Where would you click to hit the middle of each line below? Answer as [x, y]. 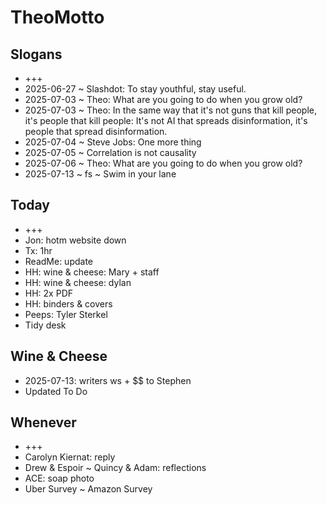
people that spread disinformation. [96, 131]
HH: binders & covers [68, 303]
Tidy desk [45, 325]
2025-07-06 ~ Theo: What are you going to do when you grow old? [163, 163]
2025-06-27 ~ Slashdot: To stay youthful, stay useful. [135, 89]
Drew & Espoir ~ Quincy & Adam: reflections [115, 468]
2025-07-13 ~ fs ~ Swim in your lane [100, 174]
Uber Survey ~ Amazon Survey [88, 489]
